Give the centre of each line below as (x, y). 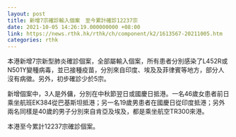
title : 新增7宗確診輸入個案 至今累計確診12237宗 (73, 20)
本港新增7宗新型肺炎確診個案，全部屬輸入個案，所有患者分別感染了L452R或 (118, 61)
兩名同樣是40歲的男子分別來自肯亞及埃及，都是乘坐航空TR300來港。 (108, 112)
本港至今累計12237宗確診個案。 (53, 126)
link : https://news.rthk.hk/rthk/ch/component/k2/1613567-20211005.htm (115, 34)
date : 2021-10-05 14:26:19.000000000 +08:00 (74, 27)
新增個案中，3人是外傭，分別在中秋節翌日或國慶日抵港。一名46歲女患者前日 (118, 94)
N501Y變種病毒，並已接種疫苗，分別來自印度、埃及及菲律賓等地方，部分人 (116, 70)
